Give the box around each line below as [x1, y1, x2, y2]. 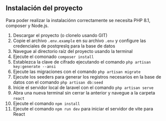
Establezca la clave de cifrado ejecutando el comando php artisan [13, 58, 151, 64]
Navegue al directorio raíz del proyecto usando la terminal [13, 48, 133, 54]
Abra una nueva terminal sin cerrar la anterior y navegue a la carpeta [13, 89, 155, 95]
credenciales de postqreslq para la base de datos [13, 42, 115, 49]
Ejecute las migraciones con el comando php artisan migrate [13, 68, 141, 74]
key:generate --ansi [13, 64, 56, 69]
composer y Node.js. [6, 22, 49, 28]
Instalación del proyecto [6, 4, 83, 12]
